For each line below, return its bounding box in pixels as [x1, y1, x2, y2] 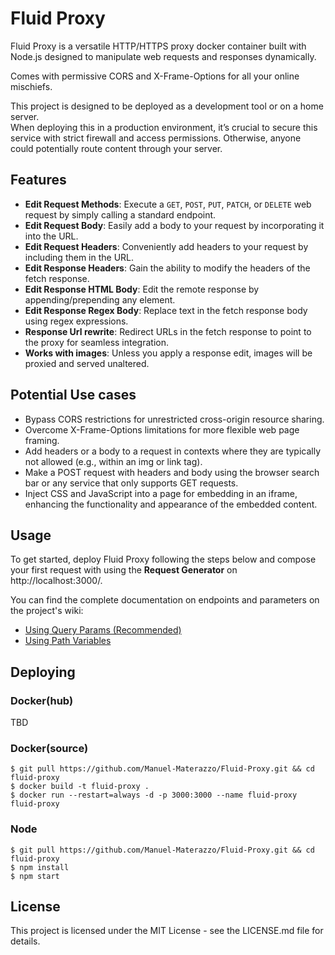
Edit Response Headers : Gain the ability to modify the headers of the [24, 262, 311, 274]
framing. [24, 434, 60, 446]
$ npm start [10, 871, 60, 881]
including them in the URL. [24, 251, 135, 263]
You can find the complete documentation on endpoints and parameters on [10, 594, 320, 606]
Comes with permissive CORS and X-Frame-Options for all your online [10, 70, 300, 82]
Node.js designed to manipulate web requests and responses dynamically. [10, 50, 317, 62]
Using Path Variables [24, 635, 112, 647]
